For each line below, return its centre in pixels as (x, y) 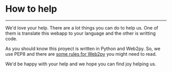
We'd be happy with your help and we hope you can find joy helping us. (81, 64)
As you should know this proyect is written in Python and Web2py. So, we (83, 49)
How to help (31, 9)
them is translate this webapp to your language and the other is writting (81, 33)
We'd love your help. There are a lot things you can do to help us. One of (82, 28)
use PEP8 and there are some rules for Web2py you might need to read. (81, 54)
